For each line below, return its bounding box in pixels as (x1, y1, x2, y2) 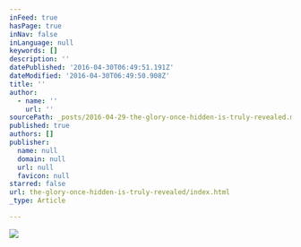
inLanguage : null (9, 38, 74, 47)
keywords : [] (9, 47, 58, 55)
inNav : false (9, 30, 58, 38)
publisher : (9, 138, 50, 147)
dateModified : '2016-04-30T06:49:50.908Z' (9, 72, 170, 81)
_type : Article (9, 196, 66, 206)
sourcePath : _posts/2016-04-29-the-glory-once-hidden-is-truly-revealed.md (9, 113, 298, 122)
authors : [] (9, 130, 54, 139)
